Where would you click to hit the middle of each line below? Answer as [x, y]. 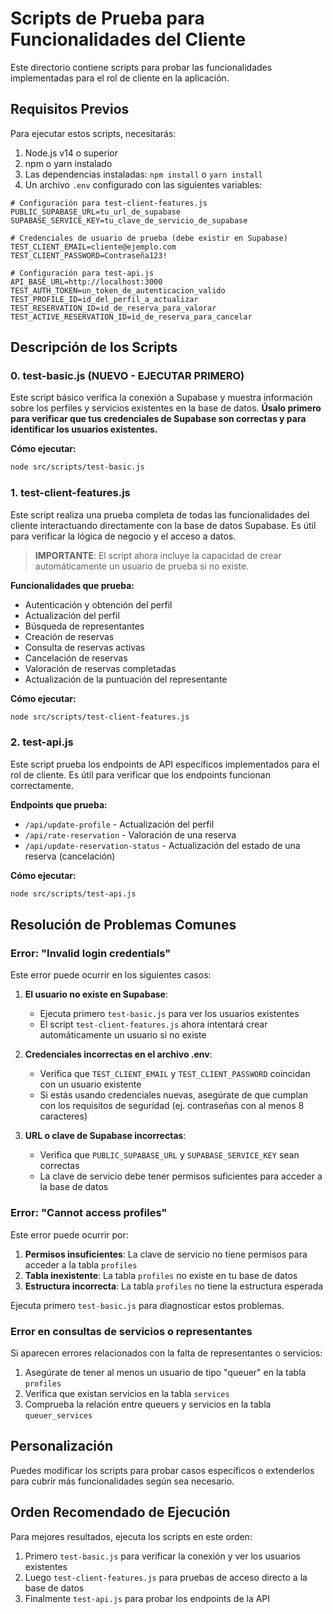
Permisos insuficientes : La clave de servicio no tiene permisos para [166, 1254]
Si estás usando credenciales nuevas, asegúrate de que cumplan [174, 1095]
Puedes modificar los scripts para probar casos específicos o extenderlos [162, 1470]
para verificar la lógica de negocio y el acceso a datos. [123, 536]
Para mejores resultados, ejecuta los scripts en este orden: [131, 1536]
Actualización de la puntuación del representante [126, 679]
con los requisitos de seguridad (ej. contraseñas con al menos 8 [172, 1106]
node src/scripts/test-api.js [73, 893]
